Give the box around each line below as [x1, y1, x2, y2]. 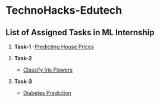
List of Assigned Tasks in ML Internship [5, 27, 155, 38]
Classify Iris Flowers [23, 66, 73, 73]
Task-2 [14, 55, 32, 61]
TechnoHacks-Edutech [5, 4, 123, 17]
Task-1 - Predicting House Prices [14, 43, 95, 50]
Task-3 [14, 78, 32, 85]
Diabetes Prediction [23, 89, 72, 96]
